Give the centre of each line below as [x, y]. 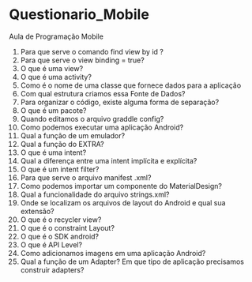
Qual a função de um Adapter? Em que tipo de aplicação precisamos [132, 261]
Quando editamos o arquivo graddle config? [92, 118]
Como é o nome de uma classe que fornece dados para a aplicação [131, 85]
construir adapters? [52, 269]
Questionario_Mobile [79, 15]
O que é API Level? [51, 244]
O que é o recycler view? [61, 220]
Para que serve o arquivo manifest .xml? [86, 177]
